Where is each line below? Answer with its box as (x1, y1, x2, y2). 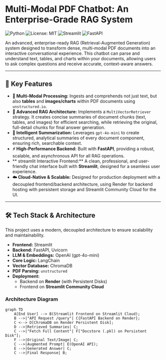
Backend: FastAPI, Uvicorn (12, 247, 68, 253)
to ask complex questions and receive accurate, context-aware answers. (5, 61, 153, 67)
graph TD (5, 307, 23, 312)
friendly (12, 163, 29, 169)
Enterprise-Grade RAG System (5, 14, 133, 25)
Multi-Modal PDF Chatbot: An (5, 3, 129, 15)
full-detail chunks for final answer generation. (12, 124, 105, 130)
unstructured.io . (12, 103, 47, 109)
